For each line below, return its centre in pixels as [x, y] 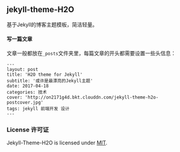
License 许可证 [28, 130]
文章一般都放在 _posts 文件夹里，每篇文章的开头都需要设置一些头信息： [91, 53]
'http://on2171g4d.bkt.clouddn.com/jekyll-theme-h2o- [92, 97]
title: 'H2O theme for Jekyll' [45, 75]
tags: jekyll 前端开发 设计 [38, 109]
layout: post [22, 70]
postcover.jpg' [25, 103]
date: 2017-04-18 [28, 86]
